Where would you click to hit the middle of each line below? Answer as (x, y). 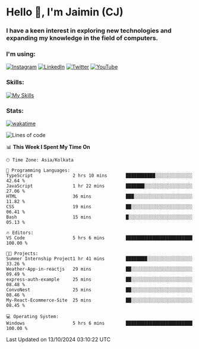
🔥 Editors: (20, 233)
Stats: (15, 110)
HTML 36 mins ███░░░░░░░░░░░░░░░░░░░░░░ (99, 196)
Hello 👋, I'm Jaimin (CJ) (65, 12)
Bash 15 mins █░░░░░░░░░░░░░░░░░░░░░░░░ (99, 217)
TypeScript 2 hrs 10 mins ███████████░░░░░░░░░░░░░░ (99, 176)
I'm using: (21, 54)
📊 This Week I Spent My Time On (48, 147)
